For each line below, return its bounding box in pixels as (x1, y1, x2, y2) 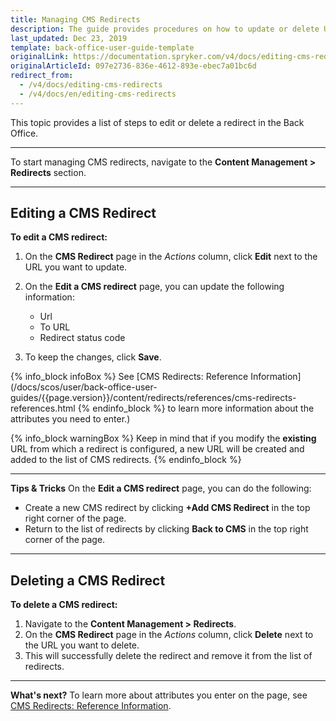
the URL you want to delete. (24, 639, 140, 651)
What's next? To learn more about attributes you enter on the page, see (10, 689, 308, 701)
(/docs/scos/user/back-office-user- (10, 381, 158, 393)
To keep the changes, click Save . (24, 351, 162, 363)
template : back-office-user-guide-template (10, 42, 195, 53)
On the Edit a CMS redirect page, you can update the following (24, 281, 285, 293)
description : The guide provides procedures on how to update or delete (10, 24, 320, 34)
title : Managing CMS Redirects (10, 14, 141, 25)
